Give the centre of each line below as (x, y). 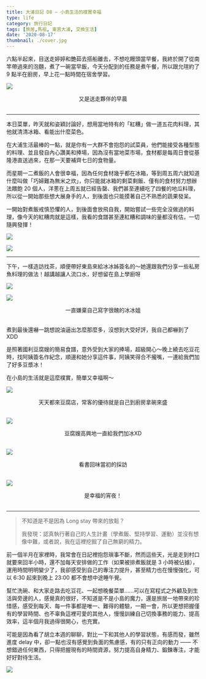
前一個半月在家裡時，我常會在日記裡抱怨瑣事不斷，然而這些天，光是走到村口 (103, 554)
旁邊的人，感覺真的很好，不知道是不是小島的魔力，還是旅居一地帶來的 (105, 598)
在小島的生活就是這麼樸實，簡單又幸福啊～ (60, 378)
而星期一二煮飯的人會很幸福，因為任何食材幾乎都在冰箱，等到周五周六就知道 (103, 173)
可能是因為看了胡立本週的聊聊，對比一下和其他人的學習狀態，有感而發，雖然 (103, 634)
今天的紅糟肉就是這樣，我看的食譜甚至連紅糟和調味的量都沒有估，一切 (111, 217)
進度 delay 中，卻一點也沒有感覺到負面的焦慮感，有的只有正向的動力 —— (99, 642)
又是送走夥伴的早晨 (103, 99)
